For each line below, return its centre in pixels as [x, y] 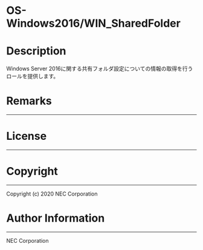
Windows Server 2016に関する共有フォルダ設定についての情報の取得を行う [100, 69]
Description [36, 51]
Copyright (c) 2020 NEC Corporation [52, 194]
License [27, 136]
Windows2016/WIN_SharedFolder [94, 23]
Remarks [29, 101]
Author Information [56, 218]
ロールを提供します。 [33, 76]
